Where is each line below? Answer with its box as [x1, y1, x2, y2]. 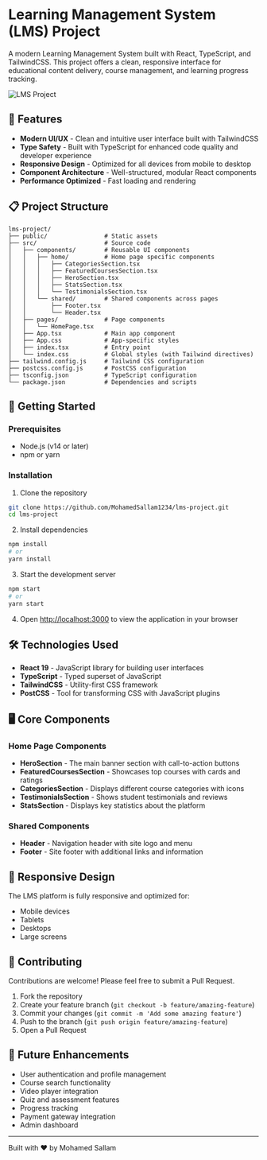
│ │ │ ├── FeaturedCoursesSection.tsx [8, 266, 158, 275]
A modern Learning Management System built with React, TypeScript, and [8, 48, 252, 58]
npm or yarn [19, 450, 60, 460]
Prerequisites [8, 423, 61, 434]
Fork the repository [19, 991, 83, 1001]
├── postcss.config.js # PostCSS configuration [8, 364, 187, 372]
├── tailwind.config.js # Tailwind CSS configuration [8, 357, 204, 365]
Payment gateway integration [19, 1112, 116, 1121]
